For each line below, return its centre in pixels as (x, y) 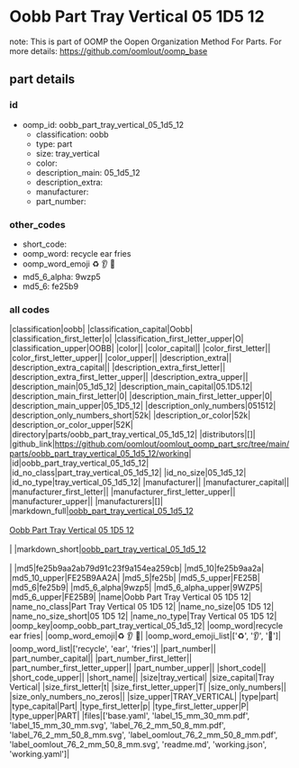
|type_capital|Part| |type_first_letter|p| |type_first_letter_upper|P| (129, 706)
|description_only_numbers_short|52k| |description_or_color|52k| (130, 415)
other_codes (37, 224)
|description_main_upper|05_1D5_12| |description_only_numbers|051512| (143, 406)
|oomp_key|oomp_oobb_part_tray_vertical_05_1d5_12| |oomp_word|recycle (146, 626)
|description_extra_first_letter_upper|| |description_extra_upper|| (129, 377)
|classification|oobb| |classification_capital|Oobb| (101, 330)
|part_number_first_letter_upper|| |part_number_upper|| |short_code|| (138, 668)
